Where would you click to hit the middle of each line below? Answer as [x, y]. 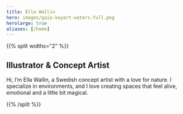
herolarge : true [27, 23]
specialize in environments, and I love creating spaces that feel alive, [92, 86]
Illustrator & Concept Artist [58, 65]
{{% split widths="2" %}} [38, 46]
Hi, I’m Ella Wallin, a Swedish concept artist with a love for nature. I [89, 80]
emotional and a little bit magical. [47, 93]
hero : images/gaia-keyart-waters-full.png [60, 18]
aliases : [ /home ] [28, 29]
